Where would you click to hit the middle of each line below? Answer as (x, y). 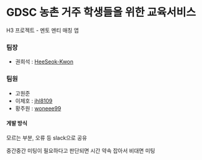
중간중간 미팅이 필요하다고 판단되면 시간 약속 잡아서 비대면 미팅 (81, 150)
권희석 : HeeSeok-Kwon (44, 62)
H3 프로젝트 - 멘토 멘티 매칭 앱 (42, 30)
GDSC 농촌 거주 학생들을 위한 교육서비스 (101, 12)
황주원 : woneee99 (38, 108)
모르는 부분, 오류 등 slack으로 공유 (47, 138)
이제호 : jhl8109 (34, 101)
